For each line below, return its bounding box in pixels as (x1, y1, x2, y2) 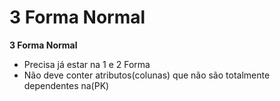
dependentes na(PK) (23, 79, 110, 91)
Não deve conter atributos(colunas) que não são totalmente (23, 69, 271, 81)
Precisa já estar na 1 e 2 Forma (23, 58, 151, 70)
